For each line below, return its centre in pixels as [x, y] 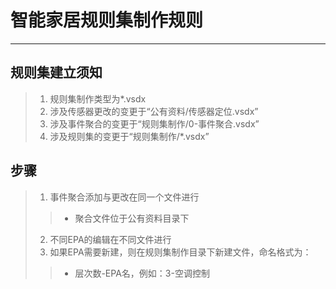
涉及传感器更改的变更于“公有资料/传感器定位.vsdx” [154, 111]
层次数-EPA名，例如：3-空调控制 [142, 273]
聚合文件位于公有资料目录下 [132, 218]
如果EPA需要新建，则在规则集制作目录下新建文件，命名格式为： [180, 252]
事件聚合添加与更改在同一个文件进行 [124, 197]
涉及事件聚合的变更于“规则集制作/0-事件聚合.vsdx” [154, 123]
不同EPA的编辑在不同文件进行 [110, 239]
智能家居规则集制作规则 [107, 20]
